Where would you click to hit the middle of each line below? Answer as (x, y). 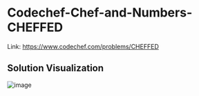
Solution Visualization (56, 68)
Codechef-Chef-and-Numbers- (100, 13)
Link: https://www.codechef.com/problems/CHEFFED (83, 46)
